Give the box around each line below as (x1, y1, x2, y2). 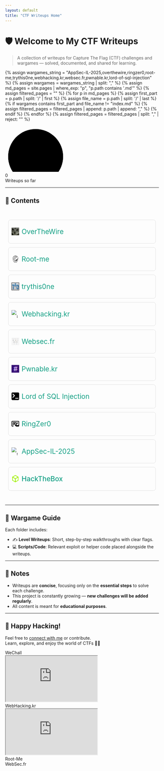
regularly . (12, 598, 33, 604)
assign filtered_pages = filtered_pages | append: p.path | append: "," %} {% (5, 106, 157, 112)
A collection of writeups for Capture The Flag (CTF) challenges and (17, 55, 153, 61)
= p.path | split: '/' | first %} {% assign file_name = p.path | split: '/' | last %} (5, 96, 157, 102)
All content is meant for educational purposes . (12, 603, 107, 609)
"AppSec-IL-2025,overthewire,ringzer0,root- (66, 70, 156, 76)
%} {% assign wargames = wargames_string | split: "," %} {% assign (5, 80, 143, 86)
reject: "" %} (5, 116, 30, 122)
